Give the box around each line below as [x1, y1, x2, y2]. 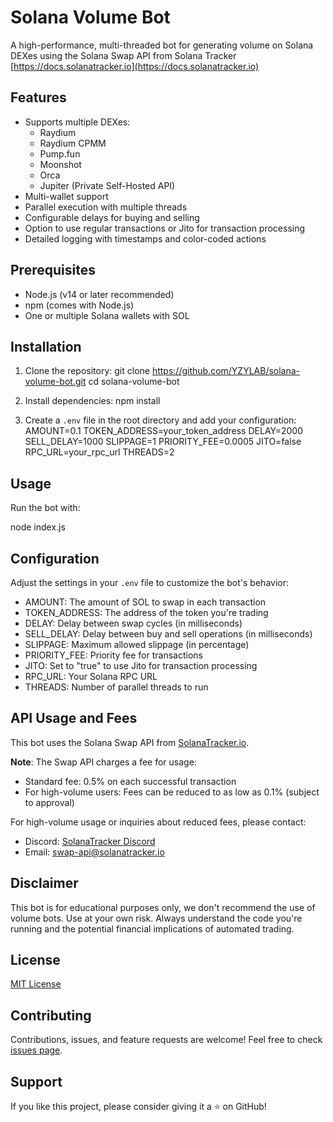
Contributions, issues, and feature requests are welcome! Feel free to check [10, 1034, 323, 1046]
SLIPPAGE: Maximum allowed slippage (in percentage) [24, 639, 250, 650]
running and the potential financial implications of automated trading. [10, 922, 295, 935]
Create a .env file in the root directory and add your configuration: [24, 414, 297, 426]
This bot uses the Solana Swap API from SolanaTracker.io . [10, 736, 250, 748]
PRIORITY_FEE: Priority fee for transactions [24, 649, 203, 661]
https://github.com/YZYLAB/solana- [151, 365, 301, 377]
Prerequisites [10, 262, 96, 279]
